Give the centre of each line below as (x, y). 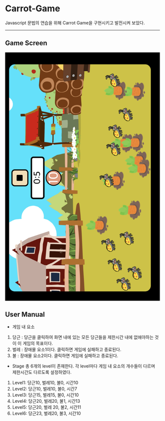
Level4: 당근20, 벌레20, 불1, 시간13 (46, 401)
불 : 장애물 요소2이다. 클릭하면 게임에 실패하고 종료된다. (65, 356)
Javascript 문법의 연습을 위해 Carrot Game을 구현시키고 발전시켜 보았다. (75, 23)
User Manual (25, 315)
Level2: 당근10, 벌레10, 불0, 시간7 (45, 389)
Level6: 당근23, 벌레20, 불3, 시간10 (46, 414)
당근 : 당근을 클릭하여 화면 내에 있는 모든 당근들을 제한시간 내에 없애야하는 (83, 337)
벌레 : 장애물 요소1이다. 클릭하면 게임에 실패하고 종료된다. (67, 350)
